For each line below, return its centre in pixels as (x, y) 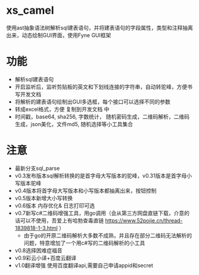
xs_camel (30, 10)
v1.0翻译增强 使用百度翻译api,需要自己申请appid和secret (84, 265)
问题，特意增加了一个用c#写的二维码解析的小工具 (84, 243)
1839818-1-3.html (36, 228)
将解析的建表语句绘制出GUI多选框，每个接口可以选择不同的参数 (93, 102)
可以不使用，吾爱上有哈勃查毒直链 (62, 220)
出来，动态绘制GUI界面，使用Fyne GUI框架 (59, 35)
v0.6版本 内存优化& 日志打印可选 (55, 205)
